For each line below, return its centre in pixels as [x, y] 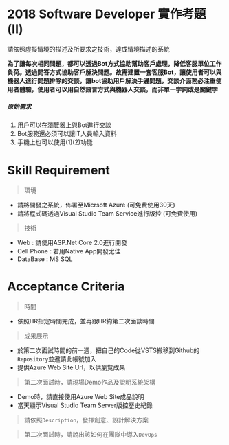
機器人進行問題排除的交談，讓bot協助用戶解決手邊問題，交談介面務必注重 [111, 80]
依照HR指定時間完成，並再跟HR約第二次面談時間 [86, 321]
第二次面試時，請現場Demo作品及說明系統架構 [90, 382]
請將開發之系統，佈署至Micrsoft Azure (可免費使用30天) [96, 205]
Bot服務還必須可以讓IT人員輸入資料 [67, 133]
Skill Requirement [58, 171]
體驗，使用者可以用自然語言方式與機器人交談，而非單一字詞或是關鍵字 [118, 89]
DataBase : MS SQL [45, 259]
